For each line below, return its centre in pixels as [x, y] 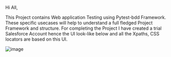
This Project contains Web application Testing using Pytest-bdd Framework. [86, 17]
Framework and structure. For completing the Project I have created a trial [83, 28]
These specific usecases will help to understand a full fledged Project [79, 23]
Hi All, [12, 7]
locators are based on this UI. [36, 39]
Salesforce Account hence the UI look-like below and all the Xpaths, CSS [82, 34]
